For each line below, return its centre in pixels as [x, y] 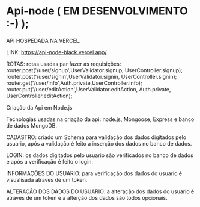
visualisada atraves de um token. [47, 179]
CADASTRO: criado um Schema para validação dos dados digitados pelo [96, 137]
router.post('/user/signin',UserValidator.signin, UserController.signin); [92, 76]
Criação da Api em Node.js [39, 107]
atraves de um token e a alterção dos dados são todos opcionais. [87, 197]
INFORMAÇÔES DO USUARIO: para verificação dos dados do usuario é [94, 173]
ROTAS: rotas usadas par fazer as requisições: [64, 64]
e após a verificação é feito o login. [50, 161]
